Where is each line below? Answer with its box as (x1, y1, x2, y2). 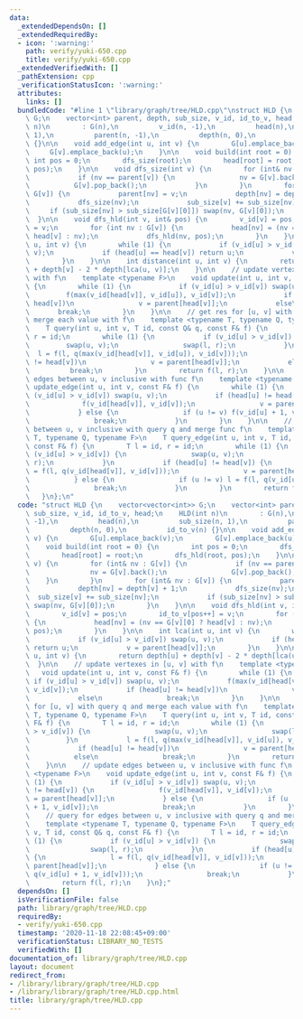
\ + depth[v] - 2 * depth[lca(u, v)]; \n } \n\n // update (25, 266, 269, 275)
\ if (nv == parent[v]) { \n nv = (25, 173, 256, 182)
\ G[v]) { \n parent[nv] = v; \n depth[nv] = (25, 190, 280, 199)
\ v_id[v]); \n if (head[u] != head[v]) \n (25, 685, 228, 694)
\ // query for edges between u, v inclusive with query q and (25, 811, 280, 820)
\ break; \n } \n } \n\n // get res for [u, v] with (25, 307, 293, 316)
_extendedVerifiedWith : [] (17, 64, 119, 73)
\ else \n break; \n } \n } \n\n (25, 693, 280, 703)
